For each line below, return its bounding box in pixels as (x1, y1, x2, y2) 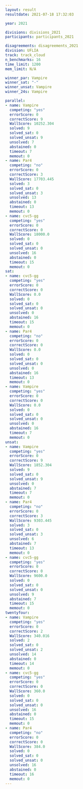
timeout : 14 (9, 661, 35, 666)
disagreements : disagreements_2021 (5, 43, 79, 49)
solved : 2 (9, 638, 30, 643)
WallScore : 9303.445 (9, 518, 52, 523)
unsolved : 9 (9, 592, 35, 597)
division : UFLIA (5, 48, 39, 53)
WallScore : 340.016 (9, 633, 50, 638)
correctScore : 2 (9, 629, 43, 634)
